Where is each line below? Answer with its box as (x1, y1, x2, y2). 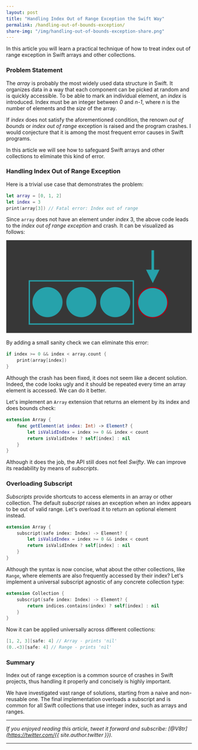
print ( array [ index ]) (16, 358, 67, 363)
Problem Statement (6, 66, 63, 74)
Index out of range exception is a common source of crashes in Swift (6, 672, 174, 679)
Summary (6, 658, 35, 666)
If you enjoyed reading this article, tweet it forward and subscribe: (6, 725, 167, 732)
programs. (6, 135, 31, 142)
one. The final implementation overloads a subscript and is (28, 696, 171, 703)
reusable (6, 696, 28, 703)
